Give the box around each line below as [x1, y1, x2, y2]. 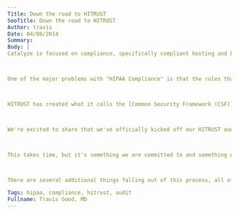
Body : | [7, 43, 31, 50]
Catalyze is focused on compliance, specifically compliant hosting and [7, 50, 228, 58]
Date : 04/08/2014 [7, 30, 59, 38]
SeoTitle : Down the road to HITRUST [7, 17, 116, 24]
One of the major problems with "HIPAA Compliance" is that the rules [7, 75, 221, 82]
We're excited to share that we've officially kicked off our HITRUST [7, 126, 221, 133]
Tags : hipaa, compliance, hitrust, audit [7, 189, 132, 196]
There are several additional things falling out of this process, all [7, 176, 224, 183]
